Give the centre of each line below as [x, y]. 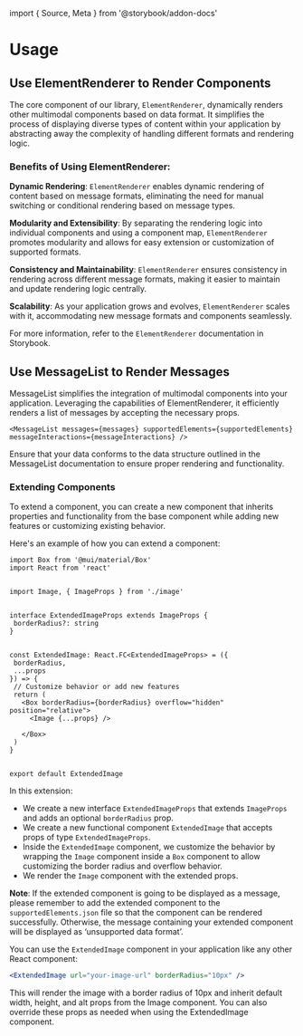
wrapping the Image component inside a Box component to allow [141, 857]
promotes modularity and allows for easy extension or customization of [142, 243]
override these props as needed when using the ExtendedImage [129, 1012]
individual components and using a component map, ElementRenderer [139, 233]
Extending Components [62, 487]
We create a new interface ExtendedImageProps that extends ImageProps [155, 809]
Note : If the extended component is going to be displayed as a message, [145, 893]
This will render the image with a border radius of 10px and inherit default [146, 993]
